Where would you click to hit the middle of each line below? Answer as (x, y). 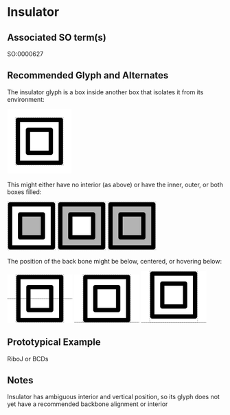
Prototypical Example (54, 342)
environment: (26, 99)
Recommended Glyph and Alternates (88, 75)
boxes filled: (24, 192)
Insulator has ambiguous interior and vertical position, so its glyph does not (113, 397)
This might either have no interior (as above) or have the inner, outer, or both (115, 184)
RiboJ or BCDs (28, 359)
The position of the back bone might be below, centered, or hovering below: (114, 261)
